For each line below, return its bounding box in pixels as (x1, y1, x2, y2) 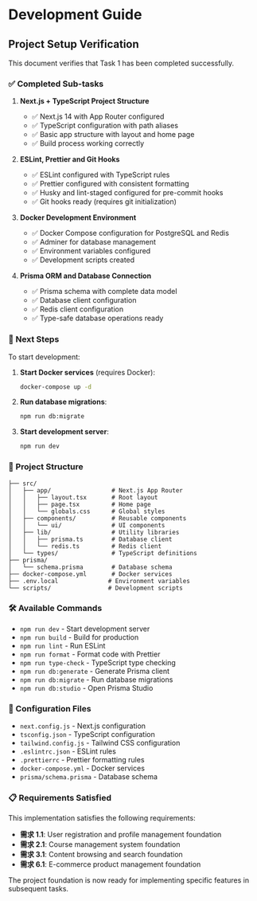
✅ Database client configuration (31, 296, 137, 305)
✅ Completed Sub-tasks (8, 78, 104, 89)
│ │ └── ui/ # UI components (8, 521, 165, 529)
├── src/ (8, 480, 37, 488)
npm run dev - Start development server (19, 624, 150, 633)
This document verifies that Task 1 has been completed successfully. (8, 58, 235, 68)
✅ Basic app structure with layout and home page (31, 130, 195, 139)
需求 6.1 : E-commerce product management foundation (19, 860, 201, 869)
